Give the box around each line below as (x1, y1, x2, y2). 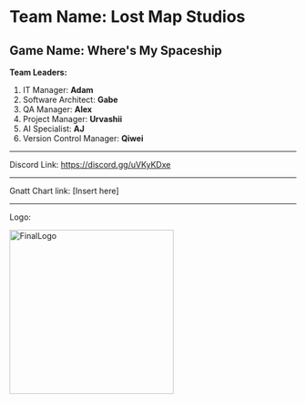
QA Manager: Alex (22, 104, 93, 115)
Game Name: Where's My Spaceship (9, 43, 223, 58)
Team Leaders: (9, 67, 67, 77)
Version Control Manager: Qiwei (22, 133, 144, 143)
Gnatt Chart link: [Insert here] (9, 185, 120, 196)
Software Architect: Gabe (22, 94, 118, 105)
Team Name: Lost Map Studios (9, 6, 246, 27)
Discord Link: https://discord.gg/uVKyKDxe (9, 160, 171, 170)
